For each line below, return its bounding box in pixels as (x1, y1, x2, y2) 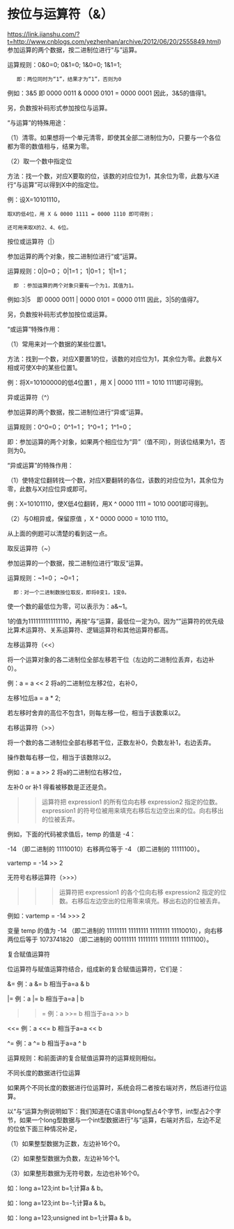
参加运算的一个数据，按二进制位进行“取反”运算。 (7, 559, 148, 567)
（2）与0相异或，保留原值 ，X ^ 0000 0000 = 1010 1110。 (7, 514, 172, 522)
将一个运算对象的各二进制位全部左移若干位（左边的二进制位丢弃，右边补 (7, 655, 214, 663)
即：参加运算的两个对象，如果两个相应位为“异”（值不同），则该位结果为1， (7, 437, 220, 446)
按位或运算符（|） (7, 237, 58, 245)
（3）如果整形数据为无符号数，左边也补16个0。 (7, 1169, 143, 1177)
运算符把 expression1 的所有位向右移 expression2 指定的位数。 (41, 797, 221, 806)
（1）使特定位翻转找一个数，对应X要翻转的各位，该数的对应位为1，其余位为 (7, 476, 224, 484)
